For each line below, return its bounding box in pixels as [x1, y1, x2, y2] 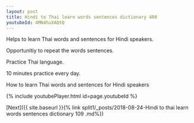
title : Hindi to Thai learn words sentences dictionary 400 [6, 14, 158, 20]
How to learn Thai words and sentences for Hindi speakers [6, 81, 150, 88]
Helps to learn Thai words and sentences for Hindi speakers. [6, 36, 154, 43]
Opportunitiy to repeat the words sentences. [6, 47, 114, 54]
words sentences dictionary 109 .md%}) [6, 110, 104, 118]
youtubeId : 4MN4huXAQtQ [6, 19, 65, 25]
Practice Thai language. [6, 58, 64, 65]
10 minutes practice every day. [6, 70, 81, 77]
